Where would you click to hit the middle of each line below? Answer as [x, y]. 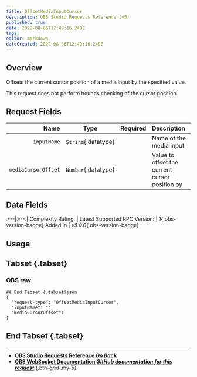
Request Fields [34, 112]
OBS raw [18, 280]
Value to [163, 155]
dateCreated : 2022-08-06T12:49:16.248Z [55, 44]
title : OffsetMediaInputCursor [44, 11]
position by [167, 184]
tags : [13, 33]
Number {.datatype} [90, 169]
